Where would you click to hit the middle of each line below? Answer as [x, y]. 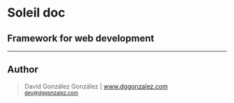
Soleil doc [36, 13]
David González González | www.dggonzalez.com [96, 86]
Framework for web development [81, 38]
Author [23, 69]
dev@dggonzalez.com [51, 93]
